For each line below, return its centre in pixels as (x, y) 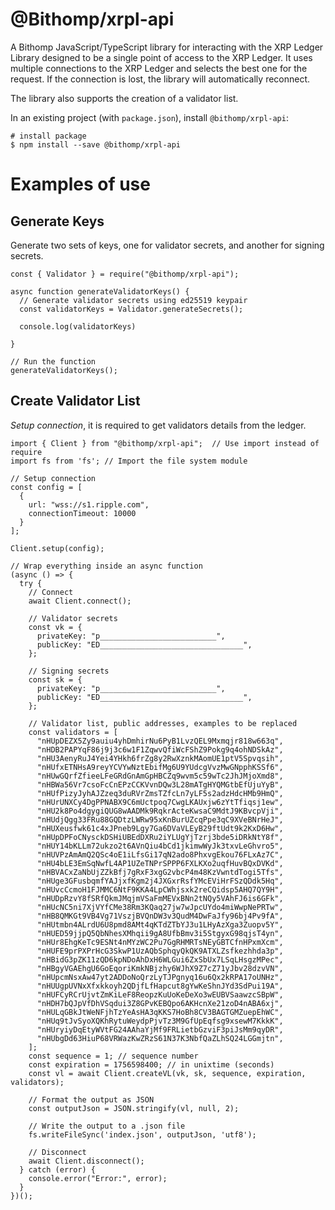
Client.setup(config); (57, 548)
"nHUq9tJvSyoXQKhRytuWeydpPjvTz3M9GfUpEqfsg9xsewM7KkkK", (160, 1021)
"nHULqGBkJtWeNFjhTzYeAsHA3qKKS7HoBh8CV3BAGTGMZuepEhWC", (160, 1012)
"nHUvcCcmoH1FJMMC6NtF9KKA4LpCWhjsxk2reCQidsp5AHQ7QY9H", (160, 889)
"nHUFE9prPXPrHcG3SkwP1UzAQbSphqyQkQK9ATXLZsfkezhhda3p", (160, 951)
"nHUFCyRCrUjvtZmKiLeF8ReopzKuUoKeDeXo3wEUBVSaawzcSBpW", (160, 994)
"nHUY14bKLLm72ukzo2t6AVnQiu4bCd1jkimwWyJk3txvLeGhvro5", (160, 846)
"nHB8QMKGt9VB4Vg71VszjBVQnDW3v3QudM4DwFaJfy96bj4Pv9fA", (160, 916)
